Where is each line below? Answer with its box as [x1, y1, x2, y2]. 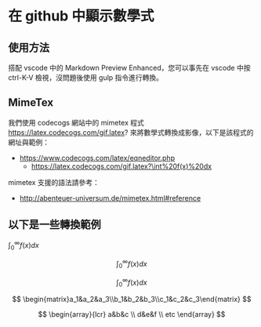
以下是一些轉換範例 [8, 218, 101, 231]
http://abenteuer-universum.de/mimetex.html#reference [19, 193, 201, 202]
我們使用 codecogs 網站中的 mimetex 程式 [8, 118, 145, 127]
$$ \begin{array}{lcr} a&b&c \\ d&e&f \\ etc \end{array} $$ [38, 309, 226, 318]
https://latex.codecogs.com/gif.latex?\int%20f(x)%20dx [31, 162, 212, 171]
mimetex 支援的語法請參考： [8, 177, 100, 187]
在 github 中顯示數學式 [8, 7, 154, 25]
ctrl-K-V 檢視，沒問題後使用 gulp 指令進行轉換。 [8, 73, 163, 82]
